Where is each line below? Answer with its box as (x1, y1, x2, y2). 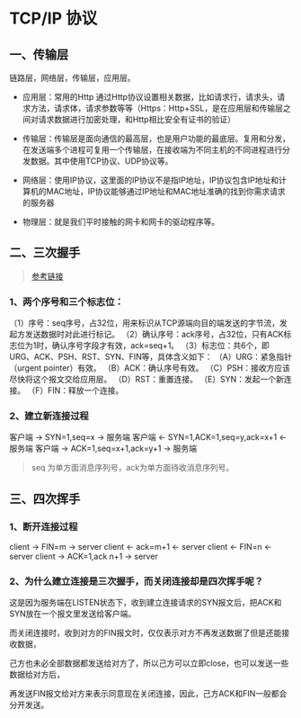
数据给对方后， (9, 669, 65, 680)
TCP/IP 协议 (9, 8, 98, 29)
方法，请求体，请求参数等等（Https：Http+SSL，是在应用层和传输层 (30, 103, 284, 113)
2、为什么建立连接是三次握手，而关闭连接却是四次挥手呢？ (9, 575, 264, 588)
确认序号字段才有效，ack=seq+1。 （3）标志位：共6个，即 (51, 340, 270, 351)
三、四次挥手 (9, 491, 81, 507)
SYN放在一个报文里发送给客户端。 (9, 608, 137, 619)
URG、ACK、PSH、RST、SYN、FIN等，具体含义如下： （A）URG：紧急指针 (9, 352, 293, 363)
